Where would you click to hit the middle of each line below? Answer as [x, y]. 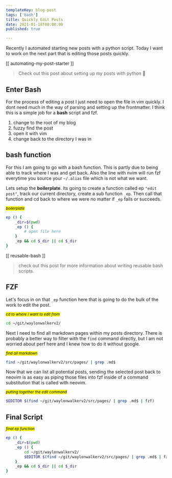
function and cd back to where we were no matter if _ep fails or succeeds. [83, 199]
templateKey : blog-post [31, 10]
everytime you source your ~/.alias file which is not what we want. [77, 178]
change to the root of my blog [44, 122]
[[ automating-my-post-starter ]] [40, 63]
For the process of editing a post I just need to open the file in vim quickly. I [85, 102]
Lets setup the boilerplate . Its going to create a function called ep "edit [81, 188]
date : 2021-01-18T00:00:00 [34, 24]
